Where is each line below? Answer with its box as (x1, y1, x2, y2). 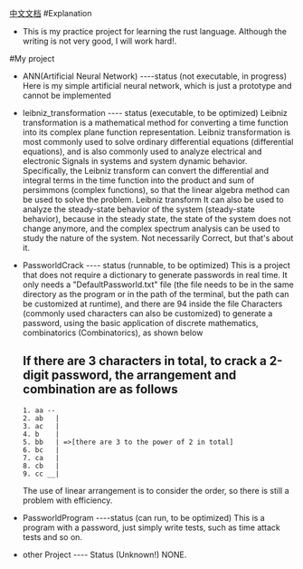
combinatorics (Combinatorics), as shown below (22, 327, 204, 338)
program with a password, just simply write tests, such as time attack (22, 522, 280, 533)
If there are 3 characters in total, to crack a (22, 353, 267, 369)
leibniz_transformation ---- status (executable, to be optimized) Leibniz (22, 108, 288, 118)
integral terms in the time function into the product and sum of (22, 175, 255, 186)
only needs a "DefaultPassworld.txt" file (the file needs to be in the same (22, 279, 294, 290)
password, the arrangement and (51, 368, 237, 383)
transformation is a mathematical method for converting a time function (22, 117, 289, 128)
